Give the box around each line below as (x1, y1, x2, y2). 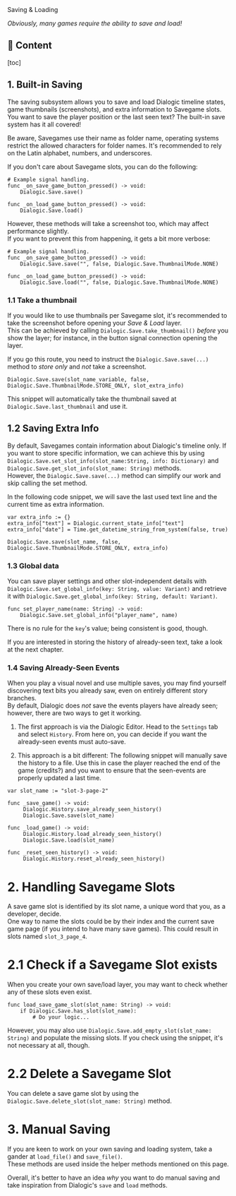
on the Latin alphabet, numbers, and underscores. (7, 148, 153, 157)
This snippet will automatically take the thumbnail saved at (7, 394, 177, 403)
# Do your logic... (32, 1014, 90, 1021)
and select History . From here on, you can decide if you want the (17, 730, 207, 738)
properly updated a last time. (17, 774, 102, 782)
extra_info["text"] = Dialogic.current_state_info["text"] (7, 520, 185, 527)
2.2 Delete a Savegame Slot (7, 1066, 171, 1082)
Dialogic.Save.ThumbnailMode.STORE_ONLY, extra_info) (7, 544, 169, 551)
